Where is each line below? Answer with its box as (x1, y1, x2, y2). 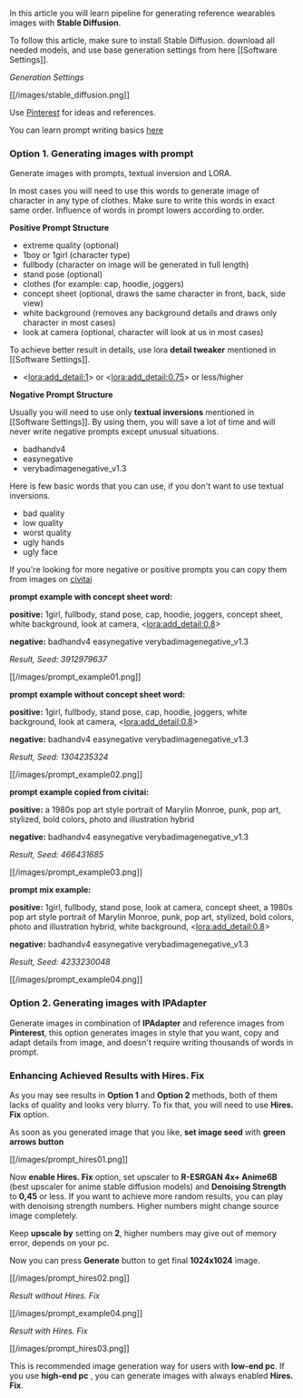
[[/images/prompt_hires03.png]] (9, 1343, 130, 1353)
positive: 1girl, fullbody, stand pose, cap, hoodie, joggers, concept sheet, (9, 609, 283, 620)
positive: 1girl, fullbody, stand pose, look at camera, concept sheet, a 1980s (9, 902, 293, 913)
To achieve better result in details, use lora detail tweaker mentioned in (9, 344, 277, 355)
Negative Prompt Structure (9, 390, 113, 401)
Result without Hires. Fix (9, 1290, 101, 1301)
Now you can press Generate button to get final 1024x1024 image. (9, 1254, 260, 1265)
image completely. (9, 1210, 79, 1221)
